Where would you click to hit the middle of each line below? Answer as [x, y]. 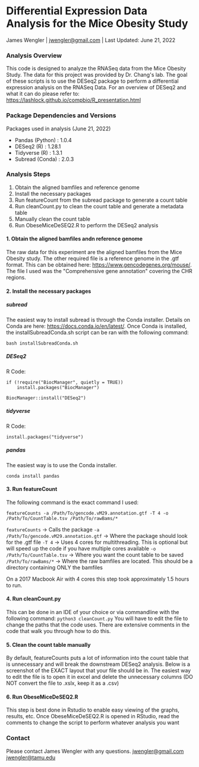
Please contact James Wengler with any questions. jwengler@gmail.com [95, 751]
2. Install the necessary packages [49, 291]
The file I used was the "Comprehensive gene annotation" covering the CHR [99, 271]
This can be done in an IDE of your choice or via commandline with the [93, 612]
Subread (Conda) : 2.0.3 [44, 159]
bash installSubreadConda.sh [42, 343]
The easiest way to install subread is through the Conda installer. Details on [98, 320]
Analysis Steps [28, 174]
